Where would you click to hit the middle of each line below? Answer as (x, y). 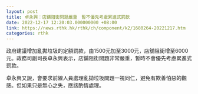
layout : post (22, 11)
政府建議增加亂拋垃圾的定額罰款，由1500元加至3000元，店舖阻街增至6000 (97, 51)
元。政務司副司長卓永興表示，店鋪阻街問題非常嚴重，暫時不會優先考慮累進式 (99, 58)
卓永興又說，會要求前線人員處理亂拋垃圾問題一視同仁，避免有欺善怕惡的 (94, 78)
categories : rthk (27, 33)
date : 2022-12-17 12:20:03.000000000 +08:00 (62, 22)
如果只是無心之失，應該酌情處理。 (63, 85)
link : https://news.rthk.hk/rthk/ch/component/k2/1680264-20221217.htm (96, 28)
